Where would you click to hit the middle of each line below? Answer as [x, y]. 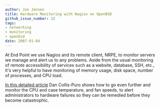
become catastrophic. [27, 100]
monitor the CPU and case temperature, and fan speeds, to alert [69, 90]
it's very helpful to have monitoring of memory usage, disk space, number [79, 70]
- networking [18, 28]
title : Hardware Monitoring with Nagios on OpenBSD [58, 14]
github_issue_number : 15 [30, 18]
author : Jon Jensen [25, 9]
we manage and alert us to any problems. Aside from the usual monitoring [79, 60]
